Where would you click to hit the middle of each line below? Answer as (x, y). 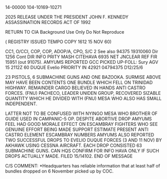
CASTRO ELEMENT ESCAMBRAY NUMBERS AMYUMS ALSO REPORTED (80, 135)
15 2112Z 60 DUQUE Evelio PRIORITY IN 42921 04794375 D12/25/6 (74, 67)
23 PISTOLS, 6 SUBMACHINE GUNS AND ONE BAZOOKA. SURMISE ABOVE (83, 77)
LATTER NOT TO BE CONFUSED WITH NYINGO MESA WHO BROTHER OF (81, 113)
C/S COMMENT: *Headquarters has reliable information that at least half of (83, 166)
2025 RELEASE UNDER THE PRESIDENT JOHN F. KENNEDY (67, 17)
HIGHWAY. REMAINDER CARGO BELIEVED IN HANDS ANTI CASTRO (75, 88)
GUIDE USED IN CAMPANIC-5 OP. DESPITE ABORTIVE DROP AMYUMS (78, 119)
